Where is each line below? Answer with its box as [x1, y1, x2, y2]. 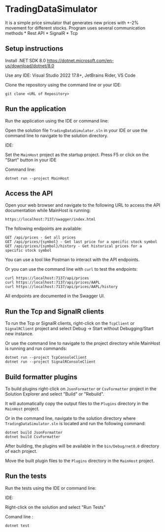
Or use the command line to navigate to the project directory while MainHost [5, 341, 160, 346]
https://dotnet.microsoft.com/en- [46, 58, 114, 63]
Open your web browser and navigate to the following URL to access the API [5, 202, 161, 208]
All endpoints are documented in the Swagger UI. [5, 293, 105, 299]
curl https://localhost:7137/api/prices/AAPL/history [5, 284, 118, 289]
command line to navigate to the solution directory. [5, 132, 108, 138]
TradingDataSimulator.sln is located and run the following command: [5, 421, 146, 426]
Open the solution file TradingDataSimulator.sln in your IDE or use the [5, 127, 148, 133]
